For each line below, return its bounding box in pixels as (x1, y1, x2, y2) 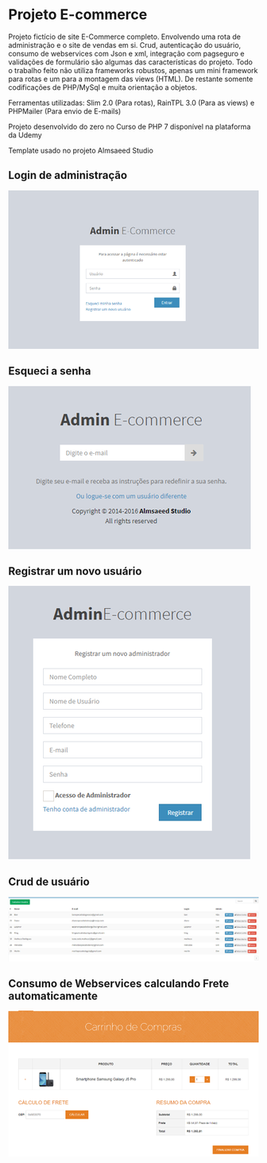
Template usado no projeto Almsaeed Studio (8, 145, 153, 155)
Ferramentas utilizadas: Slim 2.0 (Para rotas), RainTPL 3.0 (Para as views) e (8, 98, 255, 107)
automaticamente (8, 990, 98, 1003)
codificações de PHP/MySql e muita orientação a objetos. (8, 82, 197, 92)
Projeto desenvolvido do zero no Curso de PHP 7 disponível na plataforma (8, 122, 251, 131)
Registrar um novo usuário (8, 564, 142, 578)
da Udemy (8, 130, 42, 140)
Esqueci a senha (8, 364, 91, 378)
